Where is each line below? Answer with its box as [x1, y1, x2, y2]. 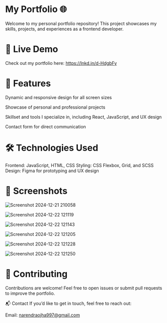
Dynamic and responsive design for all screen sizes [5, 94, 112, 100]
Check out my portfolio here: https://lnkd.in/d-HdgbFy [5, 60, 117, 66]
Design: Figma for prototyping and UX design [5, 168, 99, 174]
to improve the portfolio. [5, 290, 55, 296]
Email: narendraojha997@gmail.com [5, 312, 80, 318]
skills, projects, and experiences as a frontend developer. [5, 26, 124, 32]
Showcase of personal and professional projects [5, 104, 106, 110]
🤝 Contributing [5, 268, 68, 280]
